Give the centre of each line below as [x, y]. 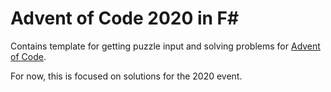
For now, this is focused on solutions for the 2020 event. [126, 76]
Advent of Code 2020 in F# [125, 18]
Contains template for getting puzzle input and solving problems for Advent [165, 46]
